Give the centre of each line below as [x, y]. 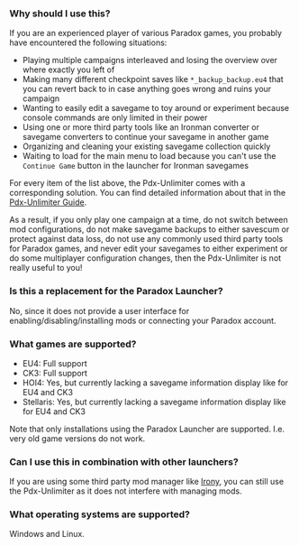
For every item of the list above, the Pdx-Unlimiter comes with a [127, 183]
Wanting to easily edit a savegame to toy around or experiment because [156, 108]
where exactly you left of [68, 69]
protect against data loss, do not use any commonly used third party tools [146, 239]
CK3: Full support [55, 373]
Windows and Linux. [47, 534]
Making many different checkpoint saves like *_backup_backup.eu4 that [153, 79]
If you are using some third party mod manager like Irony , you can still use [147, 482]
